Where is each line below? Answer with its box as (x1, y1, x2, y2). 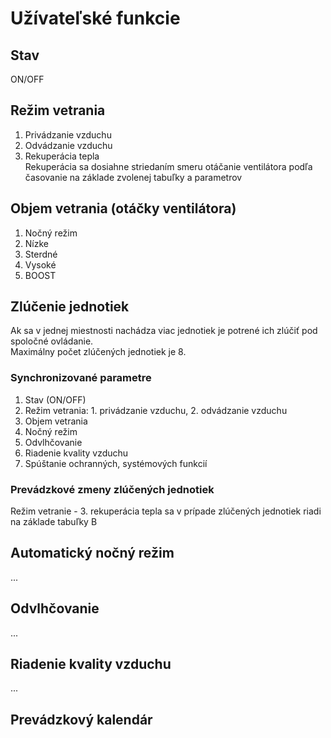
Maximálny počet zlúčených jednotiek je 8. (10, 346, 187, 358)
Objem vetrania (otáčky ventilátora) (10, 200, 237, 217)
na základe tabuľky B (10, 516, 98, 528)
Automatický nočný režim (10, 545, 175, 562)
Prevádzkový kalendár (10, 711, 153, 728)
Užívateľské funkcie (10, 7, 181, 30)
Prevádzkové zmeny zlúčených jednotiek (10, 482, 215, 496)
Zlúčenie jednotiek (10, 298, 130, 316)
